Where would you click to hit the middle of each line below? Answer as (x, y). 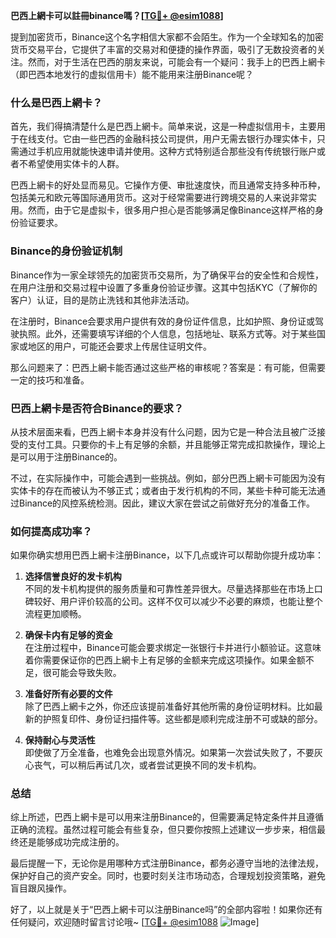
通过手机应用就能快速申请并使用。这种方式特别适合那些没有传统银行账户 (167, 151)
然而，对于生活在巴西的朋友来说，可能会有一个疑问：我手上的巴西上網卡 (176, 62)
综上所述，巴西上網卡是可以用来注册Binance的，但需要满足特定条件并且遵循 (167, 817)
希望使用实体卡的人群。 (76, 164)
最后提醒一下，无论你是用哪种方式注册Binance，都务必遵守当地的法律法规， (167, 863)
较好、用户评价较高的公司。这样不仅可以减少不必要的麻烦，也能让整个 (178, 601)
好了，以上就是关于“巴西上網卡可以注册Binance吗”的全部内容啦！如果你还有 (166, 910)
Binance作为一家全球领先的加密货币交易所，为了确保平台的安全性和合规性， (167, 275)
